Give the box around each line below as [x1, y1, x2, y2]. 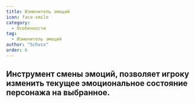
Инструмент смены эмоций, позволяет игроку [6, 69, 190, 79]
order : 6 [6, 47, 28, 53]
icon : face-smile [6, 14, 49, 20]
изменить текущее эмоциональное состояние [6, 78, 188, 89]
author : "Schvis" [6, 42, 49, 48]
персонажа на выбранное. [6, 88, 110, 98]
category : [6, 20, 31, 25]
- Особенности [11, 25, 46, 31]
